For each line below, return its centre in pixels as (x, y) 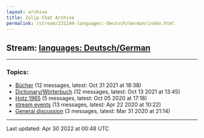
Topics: (18, 72)
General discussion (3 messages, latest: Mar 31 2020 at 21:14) (93, 111)
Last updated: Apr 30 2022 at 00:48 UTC (58, 129)
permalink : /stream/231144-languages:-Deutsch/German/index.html (90, 23)
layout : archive (27, 12)
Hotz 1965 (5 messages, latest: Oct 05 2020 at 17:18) (81, 98)
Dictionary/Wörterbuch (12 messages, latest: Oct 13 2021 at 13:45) (98, 92)
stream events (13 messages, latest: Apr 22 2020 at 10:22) (88, 105)
